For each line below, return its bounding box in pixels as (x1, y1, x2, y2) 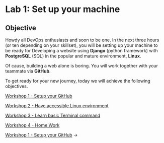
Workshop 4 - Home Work (5, 122, 60, 128)
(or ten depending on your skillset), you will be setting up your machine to (5, 42, 158, 48)
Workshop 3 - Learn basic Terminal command (5, 112, 101, 118)
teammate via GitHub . (5, 68, 51, 74)
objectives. (5, 83, 28, 89)
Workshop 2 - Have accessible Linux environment (5, 103, 109, 109)
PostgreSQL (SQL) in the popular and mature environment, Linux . (5, 53, 141, 59)
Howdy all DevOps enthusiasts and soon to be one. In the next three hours (5, 37, 159, 43)
